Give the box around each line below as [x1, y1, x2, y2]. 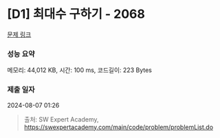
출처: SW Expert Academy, [23, 115, 99, 124]
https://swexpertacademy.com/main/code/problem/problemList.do [23, 123, 214, 131]
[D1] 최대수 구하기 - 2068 [7, 6, 146, 22]
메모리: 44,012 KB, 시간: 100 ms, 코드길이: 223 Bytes [7, 66, 153, 74]
